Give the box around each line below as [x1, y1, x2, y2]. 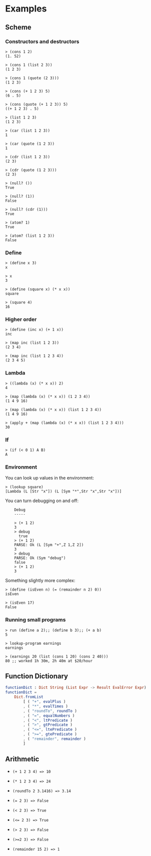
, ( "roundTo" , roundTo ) [23, 708, 77, 713]
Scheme [5, 23, 31, 32]
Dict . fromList [14, 694, 43, 700]
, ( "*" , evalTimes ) [23, 704, 68, 709]
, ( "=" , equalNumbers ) [23, 713, 75, 718]
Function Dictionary [5, 672, 68, 681]
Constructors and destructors [5, 38, 79, 45]
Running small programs [5, 616, 66, 623]
